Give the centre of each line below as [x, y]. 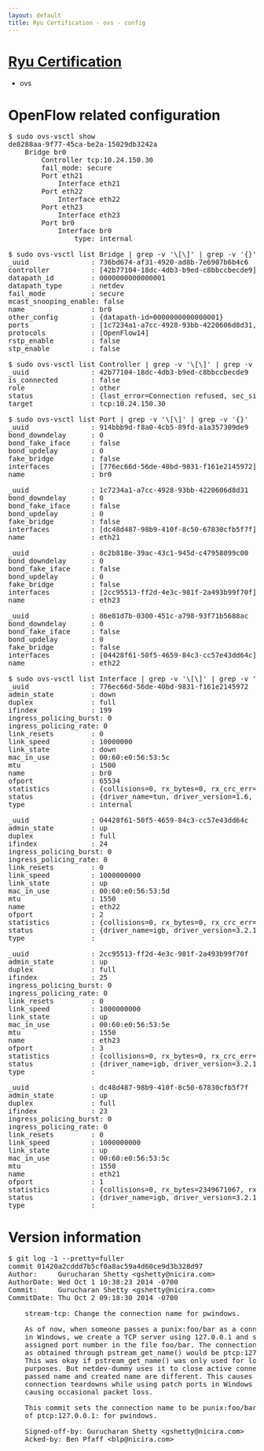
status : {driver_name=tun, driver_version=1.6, [130, 797]
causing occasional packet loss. [89, 1392]
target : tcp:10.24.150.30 [87, 404]
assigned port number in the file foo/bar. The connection [141, 1345]
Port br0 [58, 223]
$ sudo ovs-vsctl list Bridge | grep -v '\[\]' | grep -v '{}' [132, 255]
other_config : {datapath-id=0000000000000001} [116, 318]
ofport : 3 [56, 1049]
